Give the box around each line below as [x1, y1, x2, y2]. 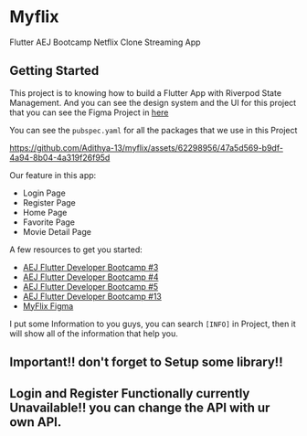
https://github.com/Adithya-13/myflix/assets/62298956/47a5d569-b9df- [9, 142, 283, 153]
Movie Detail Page [22, 226, 91, 237]
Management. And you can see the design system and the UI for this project [9, 97, 297, 108]
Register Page [22, 197, 76, 207]
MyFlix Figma [22, 300, 74, 312]
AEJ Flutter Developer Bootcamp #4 [22, 271, 159, 282]
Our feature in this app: [9, 169, 97, 180]
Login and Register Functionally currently [9, 386, 250, 401]
